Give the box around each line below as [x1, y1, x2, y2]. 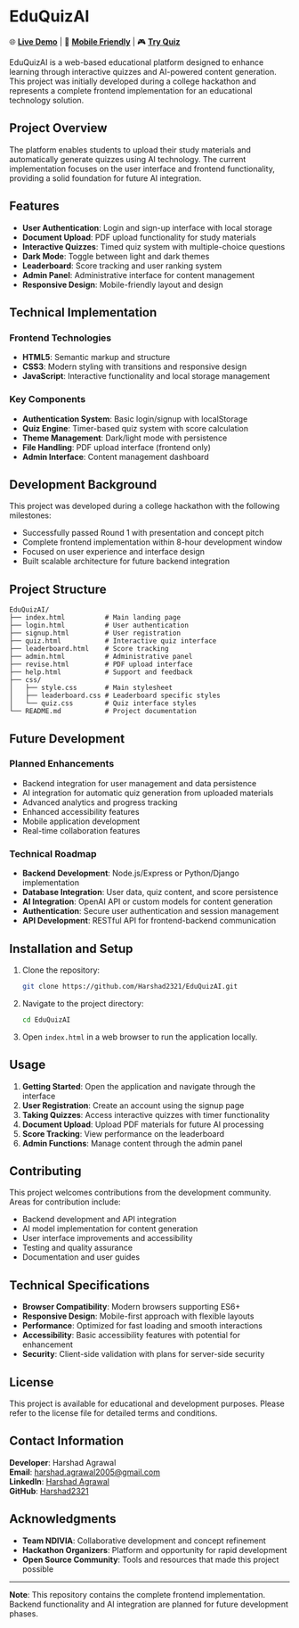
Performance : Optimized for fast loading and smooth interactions [21, 1320, 263, 1331]
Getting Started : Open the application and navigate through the [21, 1081, 256, 1091]
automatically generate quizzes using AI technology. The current [9, 153, 246, 164]
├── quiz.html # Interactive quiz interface [9, 637, 217, 645]
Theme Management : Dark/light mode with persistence [21, 432, 228, 443]
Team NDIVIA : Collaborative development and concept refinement [21, 1535, 267, 1546]
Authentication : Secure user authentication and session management [21, 906, 279, 917]
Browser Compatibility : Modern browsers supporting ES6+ [21, 1302, 241, 1312]
